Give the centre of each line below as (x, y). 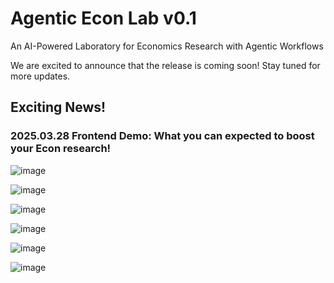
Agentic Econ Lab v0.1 (103, 18)
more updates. (40, 76)
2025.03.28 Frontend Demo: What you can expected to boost (162, 136)
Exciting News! (58, 107)
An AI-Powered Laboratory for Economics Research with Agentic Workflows (167, 46)
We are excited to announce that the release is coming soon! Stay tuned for (165, 65)
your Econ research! (61, 149)
